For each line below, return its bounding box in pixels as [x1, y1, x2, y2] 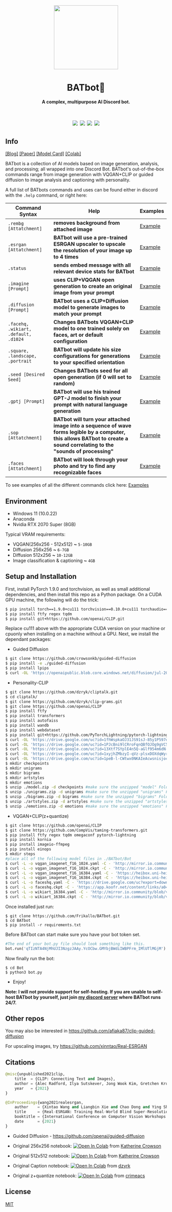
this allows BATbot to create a [53, 435, 128, 442]
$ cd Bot [5, 965, 24, 970]
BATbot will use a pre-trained [53, 234, 128, 241]
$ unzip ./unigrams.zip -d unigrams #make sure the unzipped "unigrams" [5, 789, 164, 795]
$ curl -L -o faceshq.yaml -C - [5, 880, 74, 885]
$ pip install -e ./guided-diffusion [5, 661, 86, 666]
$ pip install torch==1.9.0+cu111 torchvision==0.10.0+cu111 [5, 607, 139, 612]
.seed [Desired [8, 372, 45, 378]
